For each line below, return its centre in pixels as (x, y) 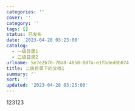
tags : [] (17, 29)
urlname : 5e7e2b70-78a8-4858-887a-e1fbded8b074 (68, 62)
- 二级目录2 (25, 57)
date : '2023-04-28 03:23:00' (43, 40)
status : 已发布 (24, 35)
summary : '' (21, 74)
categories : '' (26, 12)
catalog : (17, 46)
